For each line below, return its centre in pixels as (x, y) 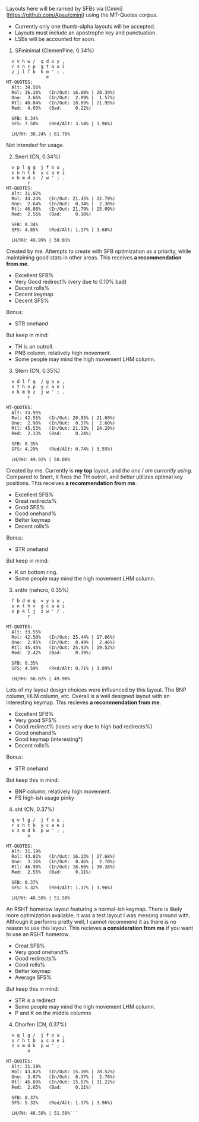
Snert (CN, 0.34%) (37, 156)
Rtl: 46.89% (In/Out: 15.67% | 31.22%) (64, 1082)
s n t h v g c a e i (38, 606)
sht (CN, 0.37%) (34, 809)
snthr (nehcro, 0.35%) (42, 590)
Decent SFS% (32, 300)
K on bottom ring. (36, 572)
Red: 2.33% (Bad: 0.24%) (52, 433)
